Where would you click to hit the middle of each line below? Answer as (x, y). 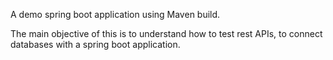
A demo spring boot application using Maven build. (115, 14)
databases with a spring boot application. (95, 44)
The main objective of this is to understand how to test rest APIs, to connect (166, 33)
